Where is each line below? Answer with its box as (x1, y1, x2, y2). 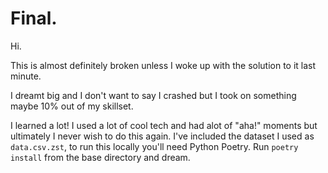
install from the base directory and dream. (10, 151, 191, 163)
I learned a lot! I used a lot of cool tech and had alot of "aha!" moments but (10, 119, 318, 131)
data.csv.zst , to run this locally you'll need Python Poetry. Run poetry (10, 140, 299, 152)
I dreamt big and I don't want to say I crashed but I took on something (10, 89, 297, 101)
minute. (10, 70, 42, 82)
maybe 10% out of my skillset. (10, 100, 134, 112)
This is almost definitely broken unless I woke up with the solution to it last (10, 59, 317, 71)
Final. (10, 7, 58, 30)
